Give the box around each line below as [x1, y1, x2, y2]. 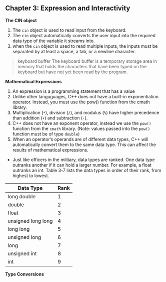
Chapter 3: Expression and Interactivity [5, 4, 130, 13]
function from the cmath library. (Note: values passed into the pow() [12, 125, 150, 131]
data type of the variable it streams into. [12, 38, 95, 44]
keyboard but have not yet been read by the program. [17, 69, 128, 75]
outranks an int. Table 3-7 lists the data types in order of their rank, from [12, 167, 161, 173]
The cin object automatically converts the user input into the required [12, 32, 156, 38]
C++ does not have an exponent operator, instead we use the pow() [12, 120, 151, 126]
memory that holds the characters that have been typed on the [17, 63, 147, 69]
